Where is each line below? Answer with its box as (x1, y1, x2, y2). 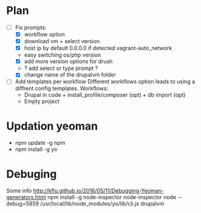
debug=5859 (6, 200, 39, 208)
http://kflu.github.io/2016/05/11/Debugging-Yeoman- (33, 187, 164, 195)
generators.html (6, 194, 47, 201)
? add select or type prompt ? (24, 65, 98, 72)
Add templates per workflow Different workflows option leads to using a (15, 78, 196, 85)
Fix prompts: (15, 24, 47, 31)
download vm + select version (24, 38, 100, 45)
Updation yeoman (6, 119, 98, 133)
